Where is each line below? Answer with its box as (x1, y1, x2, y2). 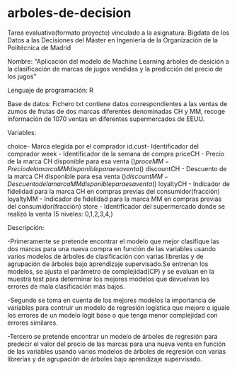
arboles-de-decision (7, 5, 132, 21)
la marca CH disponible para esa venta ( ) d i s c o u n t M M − (7, 172, 168, 180)
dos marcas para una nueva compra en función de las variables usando (7, 244, 216, 253)
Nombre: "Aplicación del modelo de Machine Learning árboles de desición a (7, 57, 230, 65)
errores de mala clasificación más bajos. (7, 282, 125, 291)
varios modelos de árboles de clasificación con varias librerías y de (7, 252, 204, 260)
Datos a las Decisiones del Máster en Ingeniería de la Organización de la (7, 35, 218, 44)
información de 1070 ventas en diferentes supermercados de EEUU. (7, 115, 205, 123)
